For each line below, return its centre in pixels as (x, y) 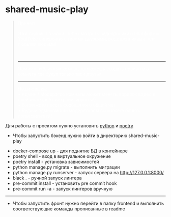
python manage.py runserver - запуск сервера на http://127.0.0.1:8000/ (88, 172)
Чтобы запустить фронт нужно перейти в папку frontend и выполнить (88, 203)
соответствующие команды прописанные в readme (69, 209)
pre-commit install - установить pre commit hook (65, 183)
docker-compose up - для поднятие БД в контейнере (70, 151)
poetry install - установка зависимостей (56, 161)
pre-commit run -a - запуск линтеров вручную (63, 188)
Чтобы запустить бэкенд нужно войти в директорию (70, 135)
